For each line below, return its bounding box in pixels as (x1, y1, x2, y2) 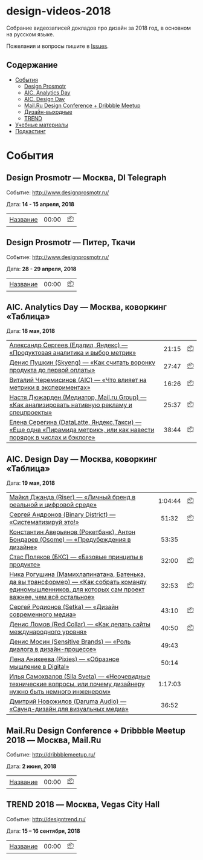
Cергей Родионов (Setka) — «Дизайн (9, 603, 119, 611)
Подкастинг (14, 127, 46, 134)
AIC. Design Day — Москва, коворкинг (6, 454, 157, 464)
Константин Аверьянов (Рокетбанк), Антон (9, 528, 136, 536)
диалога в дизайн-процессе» (9, 645, 97, 654)
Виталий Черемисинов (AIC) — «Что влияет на (9, 376, 147, 384)
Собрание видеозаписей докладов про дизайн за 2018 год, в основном (6, 24, 192, 31)
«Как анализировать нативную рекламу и (9, 401, 133, 409)
